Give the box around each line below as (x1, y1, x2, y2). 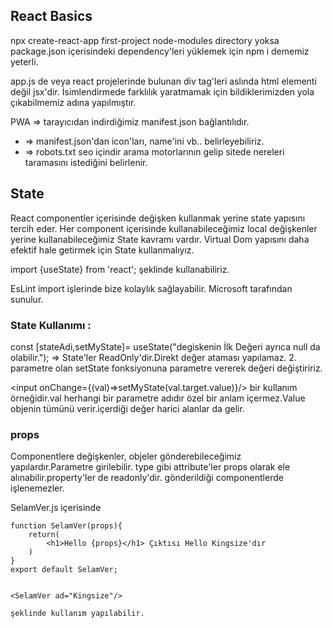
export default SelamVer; (10, 565, 118, 575)
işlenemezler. (10, 482, 65, 494)
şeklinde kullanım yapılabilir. (10, 609, 145, 619)
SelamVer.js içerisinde (10, 502, 102, 514)
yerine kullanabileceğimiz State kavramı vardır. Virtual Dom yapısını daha (10, 233, 310, 245)
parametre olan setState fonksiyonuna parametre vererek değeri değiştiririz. (10, 362, 323, 374)
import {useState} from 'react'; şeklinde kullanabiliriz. (10, 263, 230, 275)
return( (28, 530, 60, 540)
